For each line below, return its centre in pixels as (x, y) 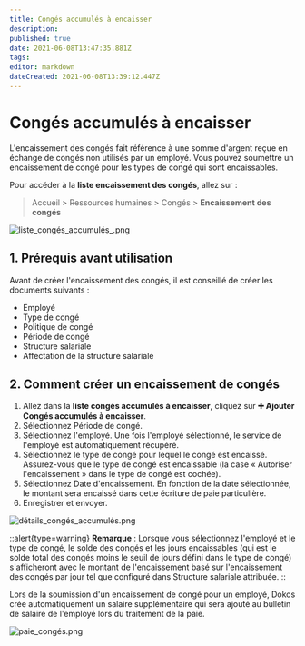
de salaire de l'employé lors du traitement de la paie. (108, 614)
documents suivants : (49, 290)
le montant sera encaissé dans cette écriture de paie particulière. (144, 493)
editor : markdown (42, 67)
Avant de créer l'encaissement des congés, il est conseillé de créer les (142, 280)
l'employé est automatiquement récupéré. (101, 445)
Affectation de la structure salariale (88, 355)
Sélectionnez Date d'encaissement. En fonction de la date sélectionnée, (157, 484)
